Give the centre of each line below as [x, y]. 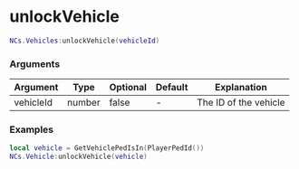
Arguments [35, 63]
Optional [128, 88]
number [84, 103]
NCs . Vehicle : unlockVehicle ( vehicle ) [78, 157]
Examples [32, 130]
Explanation [241, 88]
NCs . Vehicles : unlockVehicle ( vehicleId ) [85, 41]
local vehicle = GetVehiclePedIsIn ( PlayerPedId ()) [107, 148]
